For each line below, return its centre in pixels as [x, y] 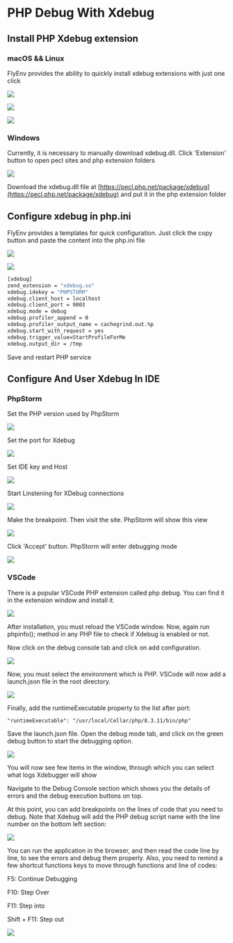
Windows [24, 138]
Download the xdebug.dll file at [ [54, 187]
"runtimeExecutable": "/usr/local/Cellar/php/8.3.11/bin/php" [99, 720]
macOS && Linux [36, 58]
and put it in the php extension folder [174, 194]
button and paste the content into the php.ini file [76, 240]
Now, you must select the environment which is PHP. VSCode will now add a [116, 674]
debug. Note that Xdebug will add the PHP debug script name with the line [114, 816]
